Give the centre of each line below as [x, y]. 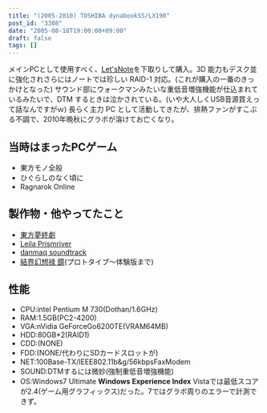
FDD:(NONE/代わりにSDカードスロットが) [89, 352]
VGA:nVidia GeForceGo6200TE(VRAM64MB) [94, 326]
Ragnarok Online [47, 186]
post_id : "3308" [35, 23]
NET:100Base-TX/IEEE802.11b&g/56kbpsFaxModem [105, 362]
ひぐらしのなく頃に [52, 178]
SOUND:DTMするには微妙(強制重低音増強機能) [97, 371]
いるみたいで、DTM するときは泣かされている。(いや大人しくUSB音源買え [131, 99]
